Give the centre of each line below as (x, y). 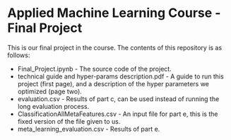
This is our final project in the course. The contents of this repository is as (115, 47)
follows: (19, 55)
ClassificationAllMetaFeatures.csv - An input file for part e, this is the (118, 114)
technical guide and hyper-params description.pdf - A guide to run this (120, 76)
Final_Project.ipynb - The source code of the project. (94, 69)
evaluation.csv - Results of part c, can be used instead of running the (118, 99)
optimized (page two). (50, 91)
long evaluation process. (53, 106)
